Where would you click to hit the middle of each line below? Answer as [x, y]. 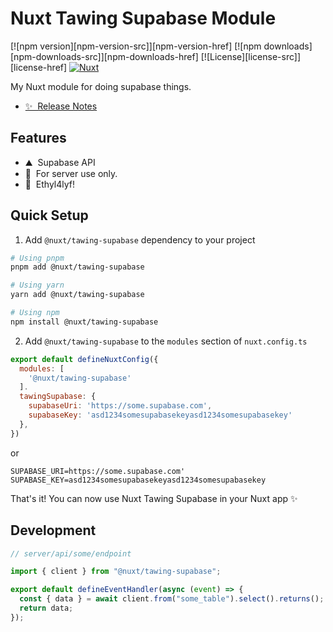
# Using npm [35, 313]
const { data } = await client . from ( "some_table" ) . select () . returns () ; [172, 599]
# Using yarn [37, 285]
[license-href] [39, 67]
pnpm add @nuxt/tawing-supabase [77, 267]
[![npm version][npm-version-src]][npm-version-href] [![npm [136, 46]
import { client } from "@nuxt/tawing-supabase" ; [116, 572]
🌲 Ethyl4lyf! [50, 184]
